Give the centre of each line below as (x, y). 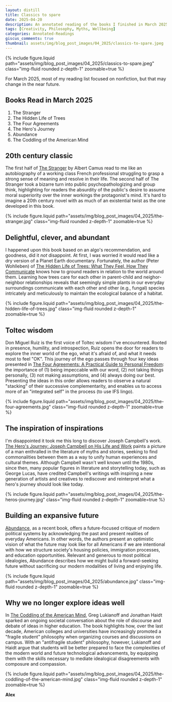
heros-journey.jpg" (25, 499)
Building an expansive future (52, 515)
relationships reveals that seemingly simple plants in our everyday (95, 282)
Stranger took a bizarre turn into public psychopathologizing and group (80, 184)
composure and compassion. (36, 664)
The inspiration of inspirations (55, 429)
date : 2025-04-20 (24, 19)
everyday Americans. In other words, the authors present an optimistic (80, 539)
